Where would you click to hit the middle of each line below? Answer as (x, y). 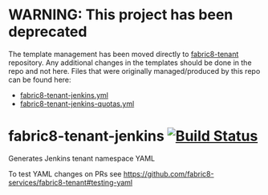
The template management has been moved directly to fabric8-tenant (124, 54)
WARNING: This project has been (121, 15)
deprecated (48, 32)
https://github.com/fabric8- (169, 173)
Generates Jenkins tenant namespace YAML (82, 158)
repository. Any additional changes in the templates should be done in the (130, 63)
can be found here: (40, 79)
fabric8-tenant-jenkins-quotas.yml (77, 104)
